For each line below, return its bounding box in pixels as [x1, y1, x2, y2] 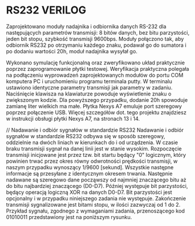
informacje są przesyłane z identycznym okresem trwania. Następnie [6, 170, 173, 177]
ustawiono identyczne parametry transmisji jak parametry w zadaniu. [6, 84, 173, 91]
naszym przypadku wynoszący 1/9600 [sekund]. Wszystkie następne [6, 163, 174, 170]
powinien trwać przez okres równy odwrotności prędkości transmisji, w [6, 157, 178, 165]
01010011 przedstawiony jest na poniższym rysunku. [6, 213, 132, 220]
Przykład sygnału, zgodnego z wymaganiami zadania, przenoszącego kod [6, 207, 185, 214]
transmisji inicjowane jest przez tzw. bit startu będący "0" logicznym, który [6, 151, 186, 158]
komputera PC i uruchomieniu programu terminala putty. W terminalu [6, 77, 173, 85]
